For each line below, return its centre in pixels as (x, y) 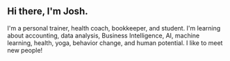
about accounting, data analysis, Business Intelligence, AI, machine (104, 35)
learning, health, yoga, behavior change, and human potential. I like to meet (115, 43)
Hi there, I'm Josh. (48, 11)
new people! (25, 50)
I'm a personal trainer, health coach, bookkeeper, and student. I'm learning (114, 28)
